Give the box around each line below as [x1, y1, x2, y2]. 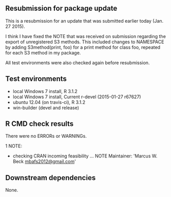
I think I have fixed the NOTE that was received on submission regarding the [5, 33, 166, 39]
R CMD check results [5, 119, 74, 128]
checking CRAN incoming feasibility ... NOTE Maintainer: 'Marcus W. [12, 153, 158, 159]
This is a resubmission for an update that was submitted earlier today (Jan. [5, 17, 164, 24]
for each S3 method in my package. [5, 49, 81, 56]
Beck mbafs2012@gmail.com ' [12, 158, 76, 165]
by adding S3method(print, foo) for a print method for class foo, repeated [5, 44, 161, 50]
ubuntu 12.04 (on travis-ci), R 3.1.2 [12, 99, 86, 105]
